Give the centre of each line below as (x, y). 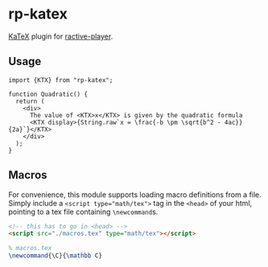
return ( (30, 101)
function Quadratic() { (48, 94)
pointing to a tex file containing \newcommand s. (83, 212)
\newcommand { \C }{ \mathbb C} (56, 256)
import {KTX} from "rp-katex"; (61, 80)
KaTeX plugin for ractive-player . (61, 36)
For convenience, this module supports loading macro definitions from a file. (135, 195)
